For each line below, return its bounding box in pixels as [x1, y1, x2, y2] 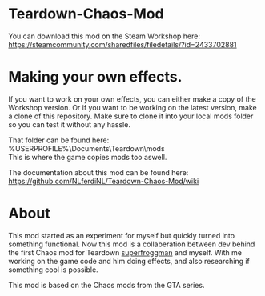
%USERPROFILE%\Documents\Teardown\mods [8, 143, 166, 153]
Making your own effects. [8, 68, 183, 86]
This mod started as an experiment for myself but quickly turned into [8, 230, 235, 240]
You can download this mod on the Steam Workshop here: [8, 31, 200, 41]
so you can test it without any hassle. [8, 119, 130, 129]
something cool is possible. [8, 265, 98, 274]
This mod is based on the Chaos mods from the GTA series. [8, 280, 205, 290]
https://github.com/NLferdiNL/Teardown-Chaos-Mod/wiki [8, 176, 199, 186]
